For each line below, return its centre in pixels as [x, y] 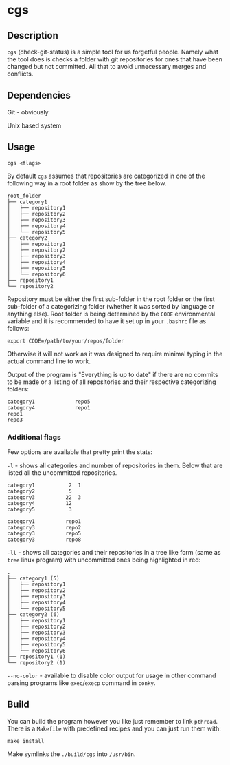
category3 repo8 [44, 540]
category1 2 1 [44, 485]
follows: [18, 328]
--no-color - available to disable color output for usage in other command [112, 675]
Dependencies [39, 95]
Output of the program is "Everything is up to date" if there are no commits [113, 374]
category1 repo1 [44, 521]
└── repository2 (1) [37, 663]
